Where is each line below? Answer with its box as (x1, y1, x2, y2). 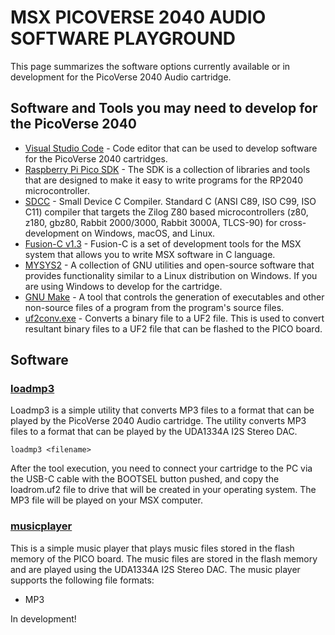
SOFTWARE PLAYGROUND (10, 27, 236, 50)
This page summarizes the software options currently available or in (10, 60, 291, 72)
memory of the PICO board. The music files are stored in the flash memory (10, 552, 318, 565)
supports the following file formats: (10, 574, 155, 586)
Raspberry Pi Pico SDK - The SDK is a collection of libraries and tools (24, 163, 311, 175)
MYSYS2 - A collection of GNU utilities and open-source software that (24, 259, 315, 271)
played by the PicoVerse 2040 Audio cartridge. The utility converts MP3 (10, 415, 307, 427)
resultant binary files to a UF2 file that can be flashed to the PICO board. (24, 322, 323, 335)
